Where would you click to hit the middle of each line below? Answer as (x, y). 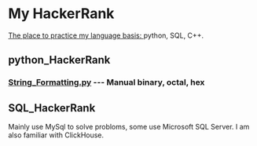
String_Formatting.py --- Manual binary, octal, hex (106, 82)
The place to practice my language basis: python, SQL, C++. (106, 35)
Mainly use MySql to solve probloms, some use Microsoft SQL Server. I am (129, 127)
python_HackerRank (59, 60)
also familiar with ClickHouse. (56, 135)
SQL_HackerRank (52, 108)
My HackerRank (61, 14)
